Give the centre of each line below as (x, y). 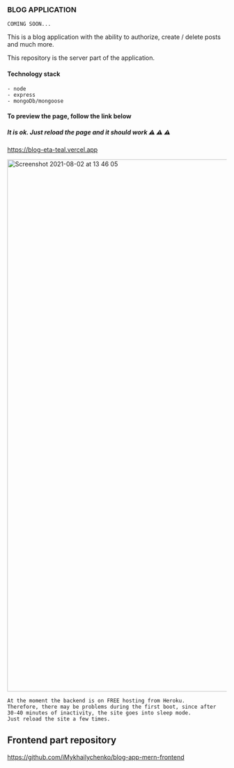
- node (17, 88)
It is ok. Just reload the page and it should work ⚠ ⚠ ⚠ (89, 132)
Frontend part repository (62, 740)
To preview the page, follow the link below (69, 116)
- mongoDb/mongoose (36, 101)
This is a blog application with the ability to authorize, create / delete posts (114, 37)
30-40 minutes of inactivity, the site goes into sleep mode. (99, 713)
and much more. (31, 45)
